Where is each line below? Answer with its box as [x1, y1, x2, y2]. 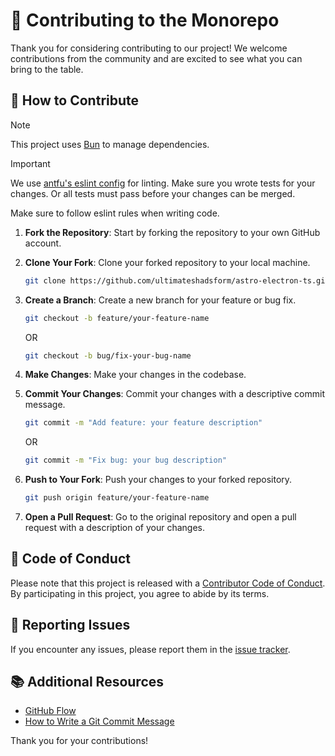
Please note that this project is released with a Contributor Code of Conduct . [10, 577, 326, 589]
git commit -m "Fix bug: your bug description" [24, 455, 227, 466]
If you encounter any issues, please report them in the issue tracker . [10, 643, 291, 655]
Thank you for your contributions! [10, 735, 149, 747]
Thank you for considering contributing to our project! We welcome [10, 42, 288, 54]
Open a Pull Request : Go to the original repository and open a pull [24, 511, 297, 523]
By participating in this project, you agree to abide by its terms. [10, 587, 270, 599]
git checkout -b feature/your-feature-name [24, 313, 210, 323]
